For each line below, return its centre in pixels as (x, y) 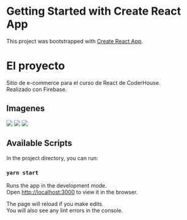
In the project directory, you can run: (52, 158)
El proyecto (36, 66)
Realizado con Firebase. (37, 89)
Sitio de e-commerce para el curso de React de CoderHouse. (83, 82)
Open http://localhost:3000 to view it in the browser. (72, 192)
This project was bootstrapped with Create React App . (75, 41)
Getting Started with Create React (94, 11)
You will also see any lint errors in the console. (65, 210)
